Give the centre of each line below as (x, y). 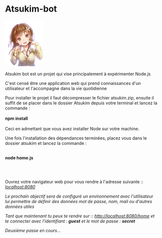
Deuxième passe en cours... (33, 230)
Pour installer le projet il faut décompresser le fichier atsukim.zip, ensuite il (80, 97)
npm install (16, 118)
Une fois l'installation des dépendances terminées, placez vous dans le (76, 138)
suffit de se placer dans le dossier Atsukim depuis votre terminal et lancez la (81, 103)
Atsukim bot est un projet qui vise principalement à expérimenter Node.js (78, 74)
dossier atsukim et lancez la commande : (46, 143)
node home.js (19, 158)
